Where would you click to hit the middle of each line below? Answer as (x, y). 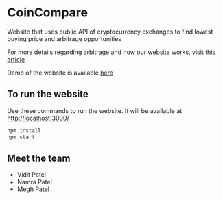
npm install (24, 130)
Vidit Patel (32, 175)
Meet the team (39, 158)
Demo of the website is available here (60, 73)
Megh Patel (33, 189)
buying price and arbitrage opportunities (64, 38)
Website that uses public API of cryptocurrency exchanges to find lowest (110, 32)
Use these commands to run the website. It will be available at (95, 110)
